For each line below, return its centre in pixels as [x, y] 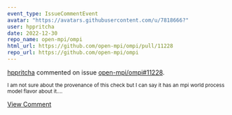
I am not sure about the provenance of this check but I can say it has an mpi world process [116, 85]
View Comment [29, 104]
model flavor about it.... [35, 91]
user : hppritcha [31, 26]
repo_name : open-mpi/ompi [45, 40]
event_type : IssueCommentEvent [53, 14]
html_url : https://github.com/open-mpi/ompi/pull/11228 [90, 46]
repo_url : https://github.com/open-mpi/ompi [73, 53]
